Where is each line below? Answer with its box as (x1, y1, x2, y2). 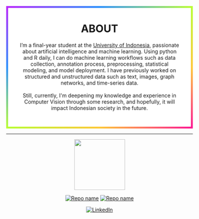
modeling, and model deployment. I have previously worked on (23, 66, 176, 73)
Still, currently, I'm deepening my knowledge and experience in (23, 92, 176, 99)
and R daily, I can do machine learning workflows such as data (23, 54, 176, 61)
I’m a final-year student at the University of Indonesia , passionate (20, 41, 179, 49)
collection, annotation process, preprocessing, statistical (30, 60, 169, 67)
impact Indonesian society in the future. (51, 104, 148, 111)
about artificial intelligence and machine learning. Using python (23, 47, 176, 55)
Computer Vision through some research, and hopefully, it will (24, 98, 175, 105)
